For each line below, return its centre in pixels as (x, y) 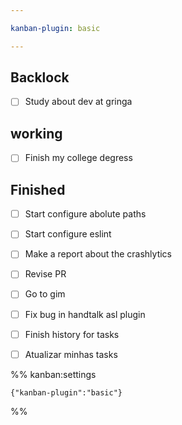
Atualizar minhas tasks (71, 354)
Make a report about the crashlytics (98, 254)
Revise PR (45, 274)
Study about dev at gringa (78, 102)
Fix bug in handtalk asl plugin (85, 314)
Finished (38, 189)
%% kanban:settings (53, 374)
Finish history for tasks (72, 334)
